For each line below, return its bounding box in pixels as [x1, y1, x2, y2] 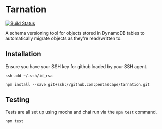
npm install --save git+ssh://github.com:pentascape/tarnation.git [5, 82, 150, 87]
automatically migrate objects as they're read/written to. [5, 35, 122, 41]
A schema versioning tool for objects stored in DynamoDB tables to [5, 30, 145, 36]
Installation [5, 50, 41, 58]
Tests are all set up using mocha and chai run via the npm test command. [5, 109, 157, 115]
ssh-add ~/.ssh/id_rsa [5, 73, 53, 78]
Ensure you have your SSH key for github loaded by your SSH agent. [5, 63, 148, 69]
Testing [5, 96, 30, 104]
